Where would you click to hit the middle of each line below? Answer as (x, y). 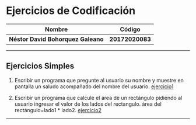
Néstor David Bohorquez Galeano (56, 39)
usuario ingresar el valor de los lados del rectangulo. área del (88, 104)
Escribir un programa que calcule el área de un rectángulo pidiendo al (98, 98)
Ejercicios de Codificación (71, 11)
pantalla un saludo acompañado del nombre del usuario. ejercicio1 (94, 86)
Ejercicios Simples (40, 66)
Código (130, 29)
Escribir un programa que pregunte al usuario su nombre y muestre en (99, 80)
